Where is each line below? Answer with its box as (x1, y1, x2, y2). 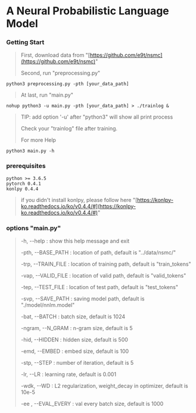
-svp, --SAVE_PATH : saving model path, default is (20, 295, 145, 302)
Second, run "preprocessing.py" (20, 70, 101, 77)
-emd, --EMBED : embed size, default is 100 (20, 347, 129, 355)
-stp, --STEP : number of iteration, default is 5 (20, 359, 134, 367)
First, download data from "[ (20, 52, 91, 59)
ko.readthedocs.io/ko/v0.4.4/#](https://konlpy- (20, 203, 136, 210)
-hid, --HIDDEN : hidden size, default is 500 (20, 336, 128, 343)
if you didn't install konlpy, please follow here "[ (20, 196, 138, 203)
